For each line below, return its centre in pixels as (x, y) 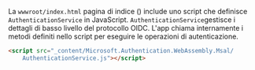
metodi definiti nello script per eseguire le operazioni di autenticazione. (123, 36)
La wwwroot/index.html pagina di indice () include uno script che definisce (128, 11)
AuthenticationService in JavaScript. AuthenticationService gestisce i (122, 20)
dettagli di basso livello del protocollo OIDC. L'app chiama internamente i (126, 28)
